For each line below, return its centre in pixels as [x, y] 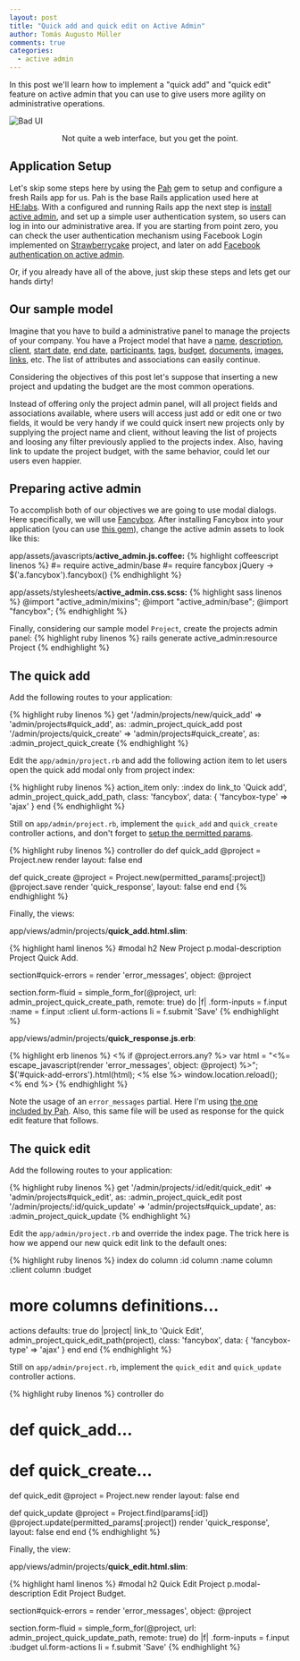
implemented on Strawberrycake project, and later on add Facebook [135, 245]
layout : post [33, 17]
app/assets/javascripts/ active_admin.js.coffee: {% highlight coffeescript [144, 556]
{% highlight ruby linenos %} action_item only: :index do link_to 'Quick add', [148, 787]
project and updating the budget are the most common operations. [132, 386]
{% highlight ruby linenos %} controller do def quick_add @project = [135, 851]
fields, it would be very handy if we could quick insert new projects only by [147, 422]
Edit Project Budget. [90, 1594]
